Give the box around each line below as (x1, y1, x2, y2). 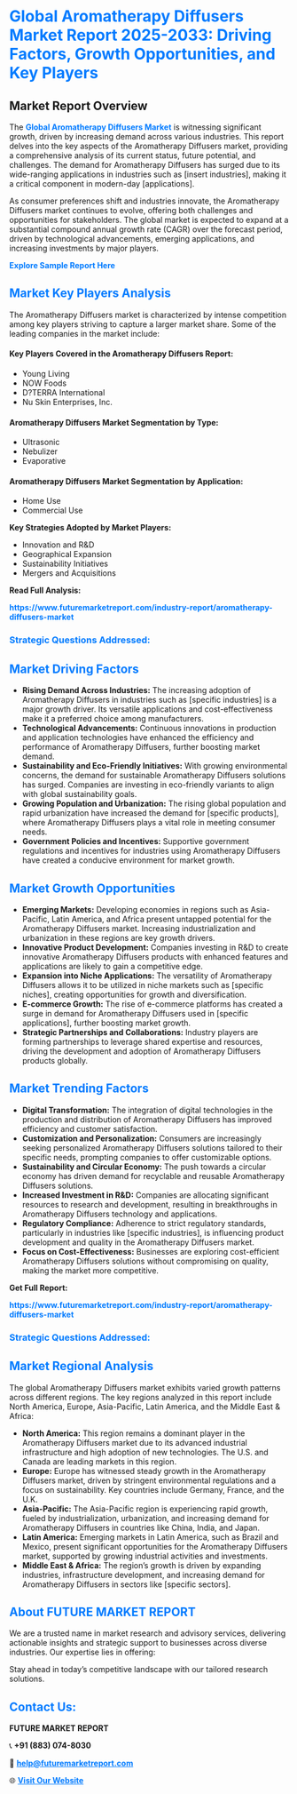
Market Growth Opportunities (9, 881, 176, 896)
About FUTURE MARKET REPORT (9, 1604, 197, 1619)
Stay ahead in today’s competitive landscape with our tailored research (9, 1664, 269, 1675)
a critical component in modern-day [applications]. (9, 179, 195, 188)
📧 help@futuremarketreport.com (9, 1758, 134, 1769)
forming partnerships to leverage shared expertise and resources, (21, 1036, 263, 1047)
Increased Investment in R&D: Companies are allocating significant (21, 1189, 270, 1200)
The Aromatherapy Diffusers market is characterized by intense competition (9, 309, 287, 320)
